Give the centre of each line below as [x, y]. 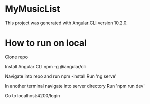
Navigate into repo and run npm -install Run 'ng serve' [61, 76]
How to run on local [46, 43]
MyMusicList [33, 9]
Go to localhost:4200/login [33, 95]
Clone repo [17, 57]
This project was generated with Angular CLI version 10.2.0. [67, 23]
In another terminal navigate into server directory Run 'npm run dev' [75, 86]
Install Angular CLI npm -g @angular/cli [46, 66]
